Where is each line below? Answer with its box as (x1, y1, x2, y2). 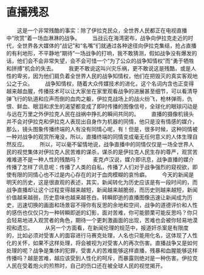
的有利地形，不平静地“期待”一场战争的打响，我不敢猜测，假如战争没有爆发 (6, 49, 192, 56)
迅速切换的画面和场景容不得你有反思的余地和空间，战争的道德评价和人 (16, 201, 192, 208)
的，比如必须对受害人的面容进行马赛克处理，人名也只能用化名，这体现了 (6, 231, 187, 239)
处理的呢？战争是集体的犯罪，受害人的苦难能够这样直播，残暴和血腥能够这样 (6, 246, 198, 254)
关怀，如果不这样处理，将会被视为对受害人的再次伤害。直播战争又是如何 (16, 239, 198, 246)
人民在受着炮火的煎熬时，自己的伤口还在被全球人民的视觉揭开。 (6, 262, 166, 269)
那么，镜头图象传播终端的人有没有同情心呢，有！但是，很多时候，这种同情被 (6, 125, 198, 132)
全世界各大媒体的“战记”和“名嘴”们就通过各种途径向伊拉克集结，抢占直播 (16, 42, 197, 49)
